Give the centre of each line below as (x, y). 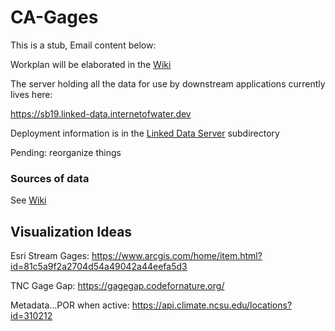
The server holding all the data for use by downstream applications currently (168, 83)
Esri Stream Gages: (50, 256)
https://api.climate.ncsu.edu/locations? (212, 305)
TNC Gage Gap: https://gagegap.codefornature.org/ (117, 286)
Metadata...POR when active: (70, 305)
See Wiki (28, 200)
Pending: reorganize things (66, 152)
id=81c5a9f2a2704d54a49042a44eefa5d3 (99, 267)
